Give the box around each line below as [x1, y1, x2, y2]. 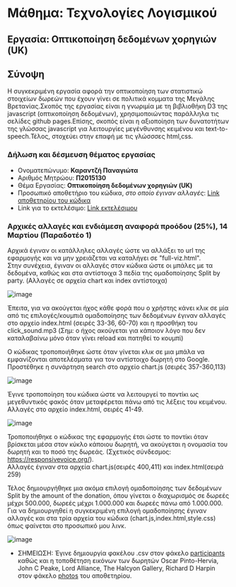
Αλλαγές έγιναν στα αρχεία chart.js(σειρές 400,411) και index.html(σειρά [7, 462, 224, 471]
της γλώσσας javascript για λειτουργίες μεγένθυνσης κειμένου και [7, 125, 205, 133]
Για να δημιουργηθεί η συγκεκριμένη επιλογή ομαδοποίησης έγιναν [7, 506, 207, 515]
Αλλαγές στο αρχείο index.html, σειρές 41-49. [7, 405, 143, 414]
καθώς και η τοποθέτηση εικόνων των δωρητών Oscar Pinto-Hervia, [17, 556, 219, 564]
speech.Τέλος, [7, 132, 51, 141]
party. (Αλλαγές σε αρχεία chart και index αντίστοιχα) [7, 276, 168, 285]
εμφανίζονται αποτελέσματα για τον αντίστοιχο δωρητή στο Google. [7, 355, 210, 363]
